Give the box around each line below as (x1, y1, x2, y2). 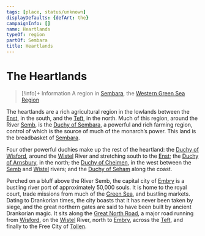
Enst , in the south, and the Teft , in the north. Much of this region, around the (6, 114, 198, 122)
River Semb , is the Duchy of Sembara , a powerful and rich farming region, (6, 120, 193, 128)
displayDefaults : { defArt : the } (6, 15, 89, 21)
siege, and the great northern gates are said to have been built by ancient (6, 203, 192, 210)
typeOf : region (6, 32, 45, 38)
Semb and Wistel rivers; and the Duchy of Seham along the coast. (6, 165, 173, 172)
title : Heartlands (6, 43, 53, 50)
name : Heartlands (6, 26, 51, 32)
